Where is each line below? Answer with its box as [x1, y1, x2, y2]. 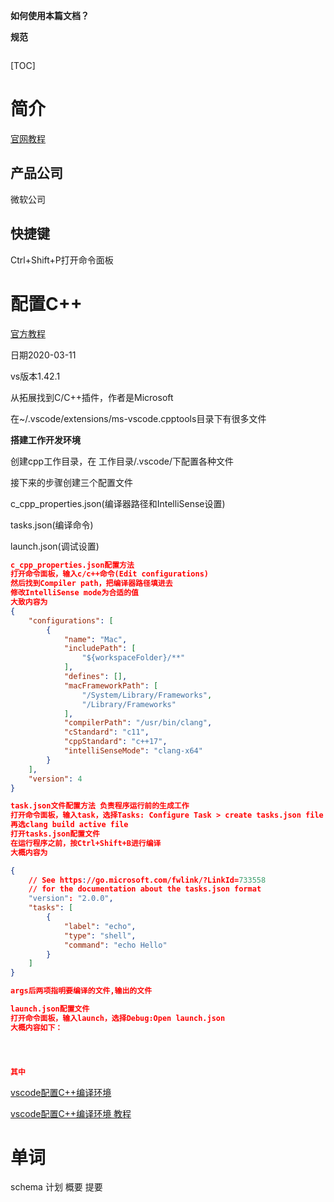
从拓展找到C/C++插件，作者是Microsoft [10, 391, 174, 403]
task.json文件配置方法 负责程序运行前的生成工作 [10, 801, 190, 811]
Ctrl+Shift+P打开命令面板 [10, 254, 114, 266]
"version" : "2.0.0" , [28, 894, 114, 904]
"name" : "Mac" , [63, 634, 128, 644]
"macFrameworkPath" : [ [63, 680, 159, 691]
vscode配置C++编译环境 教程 [10, 1107, 132, 1119]
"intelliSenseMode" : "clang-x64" [63, 746, 203, 756]
